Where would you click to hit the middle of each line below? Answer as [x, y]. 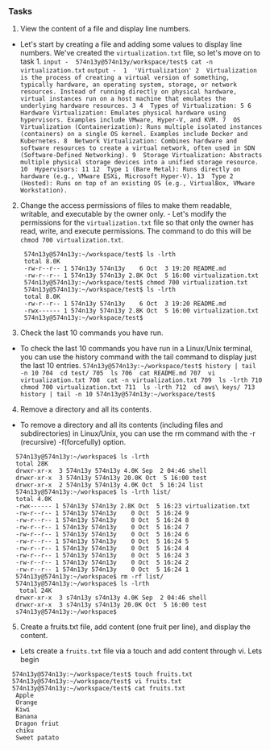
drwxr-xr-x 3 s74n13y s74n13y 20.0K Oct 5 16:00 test [111, 605]
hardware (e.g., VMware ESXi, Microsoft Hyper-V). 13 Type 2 [127, 176]
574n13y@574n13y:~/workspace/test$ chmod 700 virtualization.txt [136, 283]
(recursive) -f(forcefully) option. [73, 442]
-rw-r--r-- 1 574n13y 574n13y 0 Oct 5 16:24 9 [102, 513]
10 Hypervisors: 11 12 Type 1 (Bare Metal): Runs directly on [130, 170]
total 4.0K [34, 499]
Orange [27, 702]
